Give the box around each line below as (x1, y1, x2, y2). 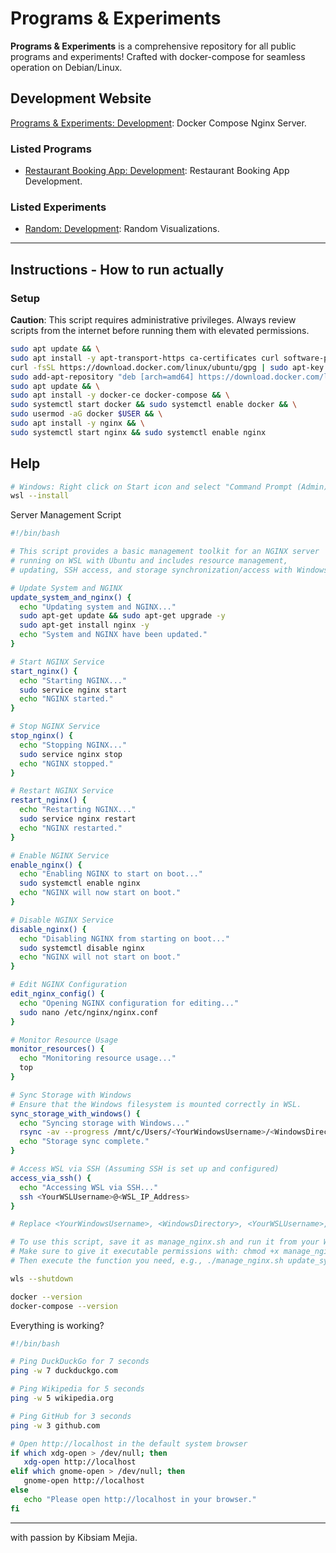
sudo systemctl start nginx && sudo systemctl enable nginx (10, 427, 267, 437)
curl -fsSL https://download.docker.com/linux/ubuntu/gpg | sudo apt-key (10, 362, 325, 372)
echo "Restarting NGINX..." (19, 805, 137, 815)
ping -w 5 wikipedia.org (10, 1393, 114, 1404)
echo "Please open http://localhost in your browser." (23, 1494, 257, 1504)
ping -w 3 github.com (10, 1420, 101, 1431)
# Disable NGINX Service (10, 915, 114, 925)
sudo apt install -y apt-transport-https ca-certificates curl (10, 353, 280, 363)
